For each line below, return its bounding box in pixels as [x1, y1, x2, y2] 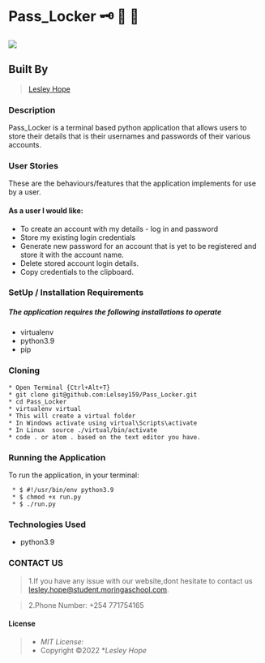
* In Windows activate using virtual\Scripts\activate [8, 419, 198, 427]
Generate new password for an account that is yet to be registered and [19, 241, 257, 250]
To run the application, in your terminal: [8, 470, 139, 480]
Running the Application [8, 451, 106, 463]
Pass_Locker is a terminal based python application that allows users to [8, 123, 247, 133]
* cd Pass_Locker [8, 397, 67, 406]
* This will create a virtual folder [8, 412, 136, 420]
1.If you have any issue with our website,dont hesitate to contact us [28, 575, 253, 585]
